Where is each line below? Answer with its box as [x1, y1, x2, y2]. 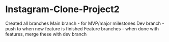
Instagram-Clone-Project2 [5, 4, 120, 15]
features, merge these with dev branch [5, 31, 87, 37]
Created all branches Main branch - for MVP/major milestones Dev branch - [5, 20, 164, 26]
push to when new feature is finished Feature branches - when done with [5, 25, 159, 31]
